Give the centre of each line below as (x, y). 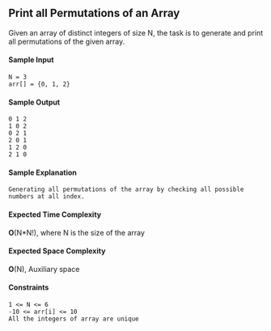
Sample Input (31, 60)
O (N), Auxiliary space (44, 269)
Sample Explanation (42, 172)
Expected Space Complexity (57, 251)
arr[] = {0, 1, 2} (39, 84)
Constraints (29, 287)
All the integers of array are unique (74, 319)
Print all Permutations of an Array (94, 13)
